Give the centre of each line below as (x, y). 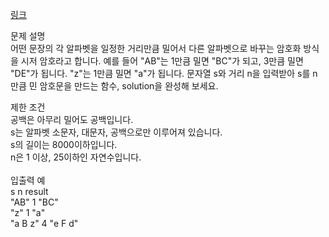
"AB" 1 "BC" (34, 202)
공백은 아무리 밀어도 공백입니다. (72, 119)
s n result (29, 191)
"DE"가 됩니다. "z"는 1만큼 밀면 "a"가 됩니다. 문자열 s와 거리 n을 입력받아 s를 (160, 73)
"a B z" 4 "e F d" (44, 223)
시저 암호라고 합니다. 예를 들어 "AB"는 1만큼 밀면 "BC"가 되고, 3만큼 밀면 (162, 61)
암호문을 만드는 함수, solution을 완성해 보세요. (129, 86)
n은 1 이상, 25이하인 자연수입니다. (76, 157)
